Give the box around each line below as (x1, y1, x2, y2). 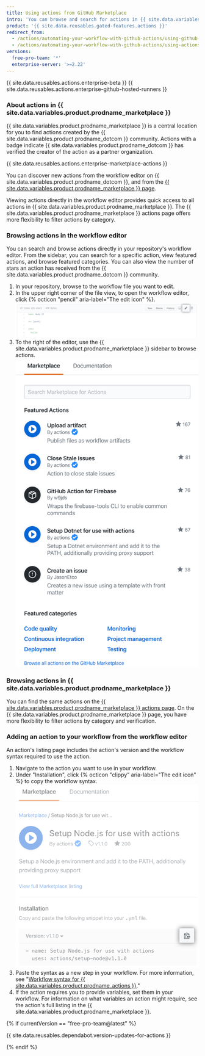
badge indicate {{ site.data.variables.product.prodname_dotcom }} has (6, 141, 184, 149)
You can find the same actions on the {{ (6, 698, 106, 705)
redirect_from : (6, 29, 45, 35)
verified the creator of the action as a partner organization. (6, 148, 154, 155)
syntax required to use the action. (6, 753, 91, 760)
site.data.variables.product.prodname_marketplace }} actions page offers (6, 209, 191, 217)
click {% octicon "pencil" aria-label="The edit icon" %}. (15, 296, 156, 303)
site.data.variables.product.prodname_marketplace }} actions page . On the (6, 704, 195, 712)
